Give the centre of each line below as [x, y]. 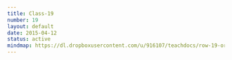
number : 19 [23, 20]
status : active [29, 39]
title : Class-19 [30, 13]
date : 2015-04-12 [32, 33]
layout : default [30, 26]
